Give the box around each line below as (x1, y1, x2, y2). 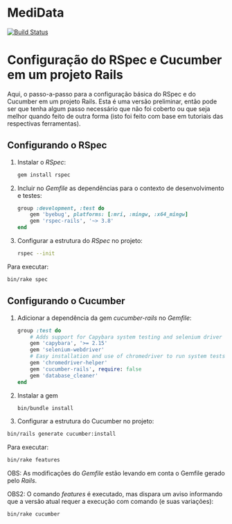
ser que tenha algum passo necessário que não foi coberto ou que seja (7, 104, 211, 112)
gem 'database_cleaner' (30, 372, 98, 379)
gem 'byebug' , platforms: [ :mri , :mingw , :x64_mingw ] (30, 211, 188, 218)
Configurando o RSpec (7, 140, 107, 151)
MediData (7, 5, 64, 21)
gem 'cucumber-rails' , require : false (30, 366, 142, 373)
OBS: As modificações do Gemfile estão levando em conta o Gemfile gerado (7, 469, 225, 477)
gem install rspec (17, 171, 71, 178)
